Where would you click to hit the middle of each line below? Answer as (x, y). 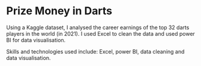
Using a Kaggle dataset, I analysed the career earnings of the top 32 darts (98, 27)
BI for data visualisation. (36, 40)
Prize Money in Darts (59, 11)
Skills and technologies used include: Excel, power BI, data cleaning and (95, 51)
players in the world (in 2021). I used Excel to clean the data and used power (100, 33)
